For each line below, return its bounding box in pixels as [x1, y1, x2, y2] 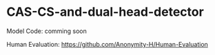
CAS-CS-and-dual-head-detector [6, 4, 204, 20]
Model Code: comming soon [6, 27, 87, 35]
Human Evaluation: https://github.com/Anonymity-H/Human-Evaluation [6, 40, 208, 48]
